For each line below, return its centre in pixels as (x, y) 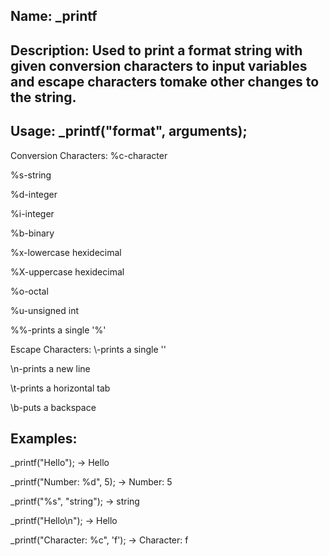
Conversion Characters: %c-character (89, 155)
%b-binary (32, 233)
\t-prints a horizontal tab (60, 388)
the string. (43, 97)
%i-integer (32, 213)
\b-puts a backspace (53, 407)
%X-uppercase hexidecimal (67, 271)
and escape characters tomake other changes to (165, 81)
